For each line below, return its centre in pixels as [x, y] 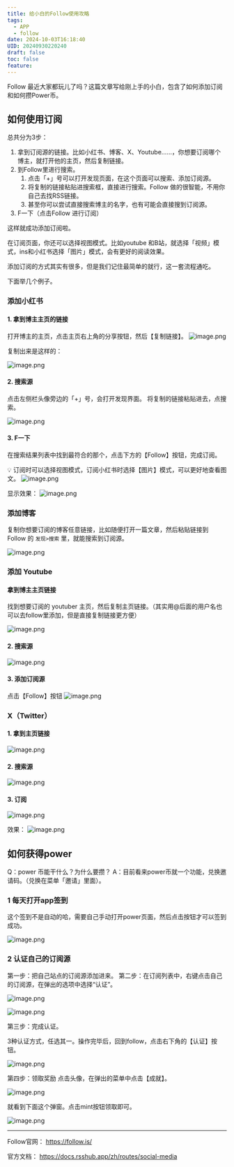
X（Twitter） [30, 715]
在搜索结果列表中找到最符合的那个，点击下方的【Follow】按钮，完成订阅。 [114, 455]
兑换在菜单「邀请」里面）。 [67, 881]
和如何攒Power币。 [35, 95]
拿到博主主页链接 [32, 589]
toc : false [23, 59]
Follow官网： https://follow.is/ [50, 1141]
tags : [15, 20]
